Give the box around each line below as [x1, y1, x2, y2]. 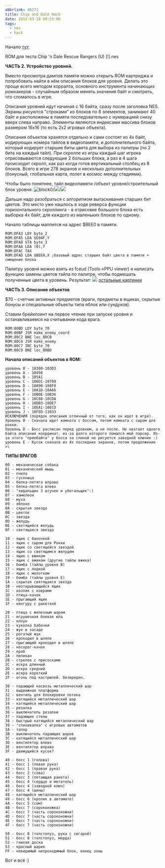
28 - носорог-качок [5, 645, 45, 650]
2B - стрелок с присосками [5, 658, 61, 663]
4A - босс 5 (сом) [5, 801, 43, 806]
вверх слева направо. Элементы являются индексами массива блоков [5, 120, 156, 125]
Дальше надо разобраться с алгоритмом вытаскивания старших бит [5, 196, 152, 202]
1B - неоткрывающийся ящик [5, 584, 61, 589]
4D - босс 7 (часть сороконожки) [5, 814, 74, 819]
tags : [5, 21, 16, 26]
